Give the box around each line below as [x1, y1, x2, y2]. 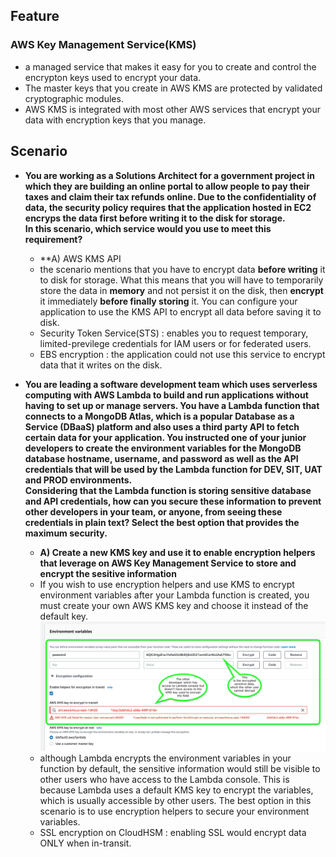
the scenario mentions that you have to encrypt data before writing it [39, 263, 326, 275]
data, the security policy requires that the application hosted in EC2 [24, 201, 312, 213]
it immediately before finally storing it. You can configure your [39, 295, 298, 307]
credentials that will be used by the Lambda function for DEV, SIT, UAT [24, 463, 323, 475]
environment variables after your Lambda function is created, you [39, 589, 310, 601]
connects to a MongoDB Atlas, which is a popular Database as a [24, 410, 295, 422]
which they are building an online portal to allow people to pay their [24, 180, 310, 192]
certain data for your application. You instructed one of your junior [24, 431, 307, 443]
